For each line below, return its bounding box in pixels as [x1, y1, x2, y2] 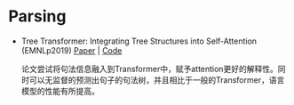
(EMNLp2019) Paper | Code [20, 44, 123, 55]
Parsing [8, 6, 67, 27]
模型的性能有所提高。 [20, 85, 99, 96]
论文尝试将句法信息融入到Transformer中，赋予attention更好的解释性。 [20, 63, 279, 74]
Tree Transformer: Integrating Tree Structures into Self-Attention [20, 36, 258, 46]
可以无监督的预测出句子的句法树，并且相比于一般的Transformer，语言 [28, 74, 285, 85]
